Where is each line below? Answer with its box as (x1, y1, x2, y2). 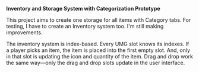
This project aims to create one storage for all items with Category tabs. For (6, 17, 191, 23)
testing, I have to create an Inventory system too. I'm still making (6, 23, 164, 30)
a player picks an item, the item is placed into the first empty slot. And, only (6, 47, 191, 54)
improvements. (6, 29, 43, 36)
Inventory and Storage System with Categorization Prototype (6, 5, 160, 12)
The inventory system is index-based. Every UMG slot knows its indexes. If (6, 41, 189, 47)
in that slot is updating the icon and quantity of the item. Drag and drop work (6, 53, 193, 60)
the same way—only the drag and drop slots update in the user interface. (6, 59, 185, 66)
